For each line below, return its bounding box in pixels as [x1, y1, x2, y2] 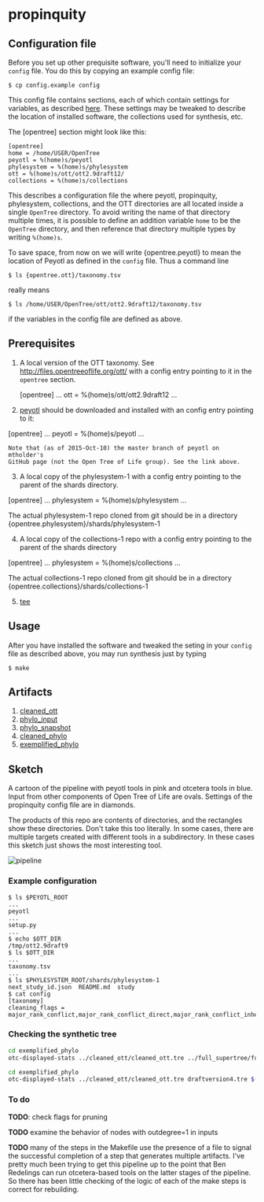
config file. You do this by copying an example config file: [8, 66, 195, 76]
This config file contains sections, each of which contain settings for [8, 95, 230, 104]
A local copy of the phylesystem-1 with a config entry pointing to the [19, 471, 241, 481]
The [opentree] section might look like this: [8, 128, 147, 136]
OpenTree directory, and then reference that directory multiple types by [8, 224, 236, 233]
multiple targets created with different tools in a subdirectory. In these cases [8, 833, 255, 842]
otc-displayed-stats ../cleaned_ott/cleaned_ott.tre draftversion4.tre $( [8, 1075, 258, 1084]
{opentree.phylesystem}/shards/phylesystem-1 [8, 518, 161, 529]
